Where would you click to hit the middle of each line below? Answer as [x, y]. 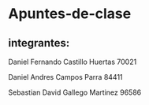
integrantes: [39, 43]
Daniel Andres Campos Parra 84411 [66, 77]
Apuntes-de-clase [70, 14]
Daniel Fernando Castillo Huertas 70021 [73, 62]
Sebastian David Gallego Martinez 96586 [75, 92]
